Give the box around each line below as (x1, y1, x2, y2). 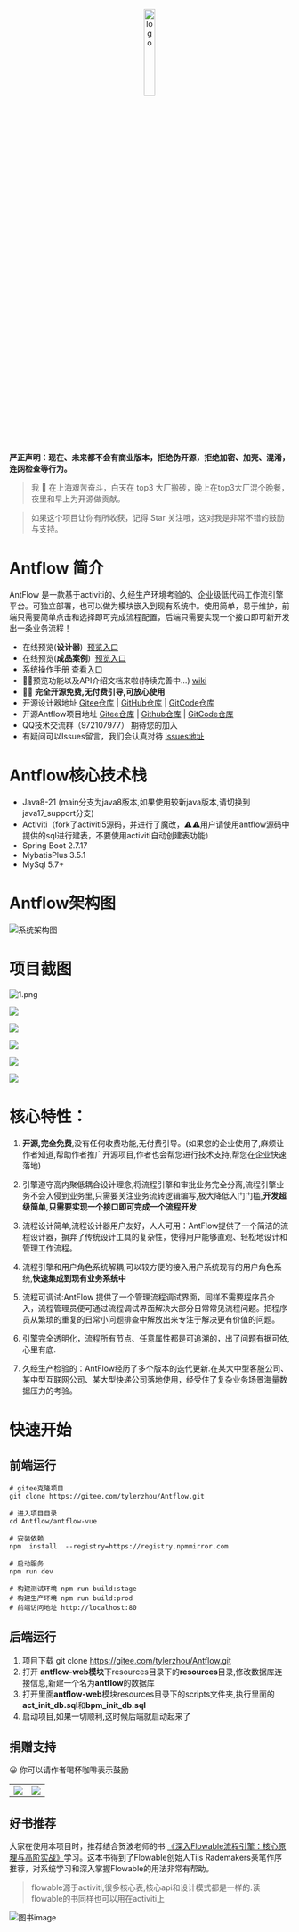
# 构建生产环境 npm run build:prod (9, 1593, 133, 1603)
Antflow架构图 (9, 893, 117, 913)
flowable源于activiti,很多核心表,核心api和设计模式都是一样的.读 (30, 1882, 261, 1893)
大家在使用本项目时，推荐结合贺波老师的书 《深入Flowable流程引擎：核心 (9, 1841, 279, 1852)
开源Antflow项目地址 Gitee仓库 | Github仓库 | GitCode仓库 (21, 708, 234, 719)
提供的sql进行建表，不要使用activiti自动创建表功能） (21, 830, 214, 840)
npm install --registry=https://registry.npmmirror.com (9, 1541, 229, 1551)
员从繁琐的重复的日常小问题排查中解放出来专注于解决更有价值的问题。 (21, 1314, 280, 1325)
